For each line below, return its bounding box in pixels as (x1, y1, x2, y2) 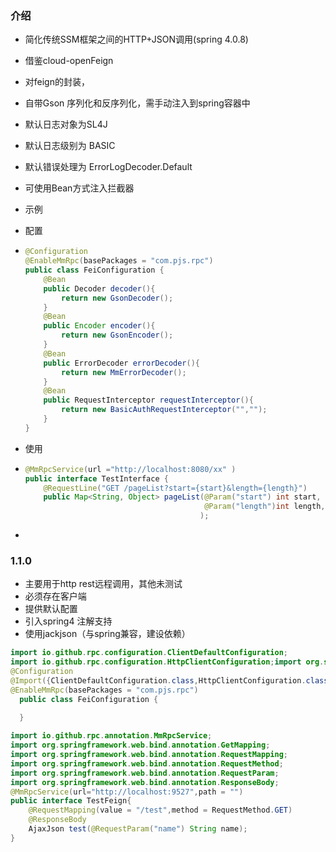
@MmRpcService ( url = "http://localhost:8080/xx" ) (24, 464, 237, 474)
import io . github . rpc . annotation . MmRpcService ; (10, 731, 213, 741)
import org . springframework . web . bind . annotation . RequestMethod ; (10, 758, 284, 769)
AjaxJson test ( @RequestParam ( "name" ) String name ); (28, 824, 248, 834)
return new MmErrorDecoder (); (61, 367, 187, 377)
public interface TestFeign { (10, 796, 132, 806)
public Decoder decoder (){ (43, 283, 156, 294)
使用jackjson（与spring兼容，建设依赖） (24, 628, 191, 640)
